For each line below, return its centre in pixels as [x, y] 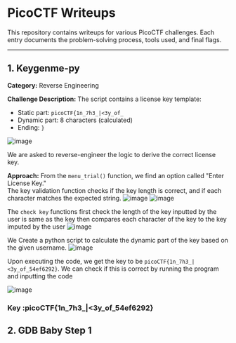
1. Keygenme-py [44, 68]
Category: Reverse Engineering [53, 85]
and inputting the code [40, 276]
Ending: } [31, 127]
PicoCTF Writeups [61, 13]
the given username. [37, 248]
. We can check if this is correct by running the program [138, 269]
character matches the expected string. [64, 198]
